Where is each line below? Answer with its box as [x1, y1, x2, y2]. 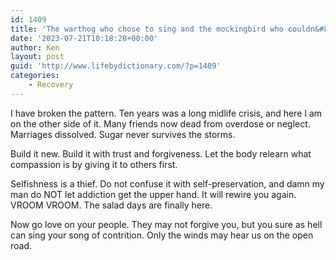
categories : [10, 71, 60, 81]
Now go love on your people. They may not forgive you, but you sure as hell [10, 218, 323, 230]
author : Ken [10, 42, 60, 53]
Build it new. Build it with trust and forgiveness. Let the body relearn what [10, 147, 312, 160]
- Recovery [28, 80, 74, 90]
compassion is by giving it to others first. [10, 158, 178, 170]
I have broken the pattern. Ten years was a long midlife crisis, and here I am [10, 107, 323, 119]
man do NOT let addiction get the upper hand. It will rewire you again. [10, 188, 297, 200]
